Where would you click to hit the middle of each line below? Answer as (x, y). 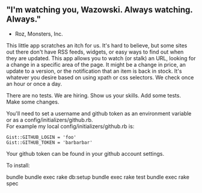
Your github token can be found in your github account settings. (85, 153)
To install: (18, 165)
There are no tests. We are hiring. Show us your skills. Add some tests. (94, 95)
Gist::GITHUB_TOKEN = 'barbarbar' (50, 142)
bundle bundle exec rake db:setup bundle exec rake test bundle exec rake (98, 177)
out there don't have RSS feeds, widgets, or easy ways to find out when (95, 52)
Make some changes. (33, 102)
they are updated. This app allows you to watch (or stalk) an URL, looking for (101, 58)
